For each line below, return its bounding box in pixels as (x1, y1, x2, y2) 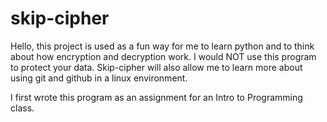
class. (10, 102, 35, 114)
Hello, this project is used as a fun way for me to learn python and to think (10, 40, 315, 52)
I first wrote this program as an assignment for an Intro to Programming (10, 91, 303, 103)
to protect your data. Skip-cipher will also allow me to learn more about (10, 61, 303, 73)
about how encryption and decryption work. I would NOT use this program (10, 50, 317, 62)
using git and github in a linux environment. (10, 72, 188, 84)
